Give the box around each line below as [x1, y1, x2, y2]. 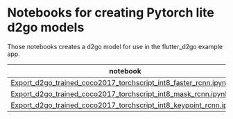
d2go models [7, 19, 85, 35]
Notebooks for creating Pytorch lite [7, 5, 215, 21]
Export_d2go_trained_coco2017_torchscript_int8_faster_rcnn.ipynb [10, 77, 231, 87]
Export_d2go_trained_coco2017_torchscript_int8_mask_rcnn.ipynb [10, 89, 230, 98]
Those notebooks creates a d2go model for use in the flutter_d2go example [7, 42, 223, 51]
